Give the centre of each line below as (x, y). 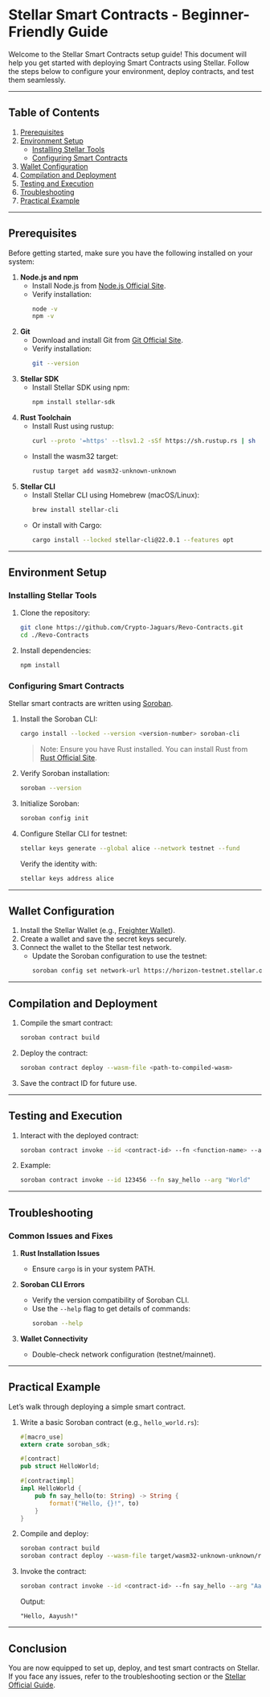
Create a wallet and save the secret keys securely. (103, 939)
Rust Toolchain (45, 418)
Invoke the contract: (53, 1571)
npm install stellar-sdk (74, 403)
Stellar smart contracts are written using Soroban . (91, 704)
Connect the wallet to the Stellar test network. (96, 948)
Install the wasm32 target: (75, 456)
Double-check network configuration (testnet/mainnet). (124, 1354)
